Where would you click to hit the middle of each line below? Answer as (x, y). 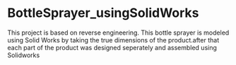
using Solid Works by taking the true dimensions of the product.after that (113, 40)
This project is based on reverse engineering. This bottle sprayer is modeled (118, 32)
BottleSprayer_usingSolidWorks (103, 13)
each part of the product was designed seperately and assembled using (112, 47)
